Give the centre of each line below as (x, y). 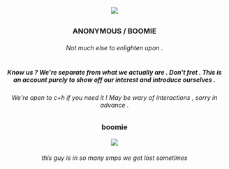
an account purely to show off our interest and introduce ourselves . (114, 80)
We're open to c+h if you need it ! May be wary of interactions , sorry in (114, 97)
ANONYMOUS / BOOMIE (114, 31)
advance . (114, 105)
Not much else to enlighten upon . (114, 47)
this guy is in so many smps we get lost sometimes (114, 158)
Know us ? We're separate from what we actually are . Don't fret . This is (114, 73)
